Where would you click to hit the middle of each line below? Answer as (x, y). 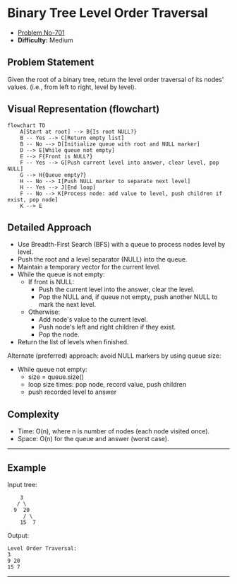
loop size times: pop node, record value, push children (107, 385)
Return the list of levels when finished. (73, 342)
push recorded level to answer (72, 392)
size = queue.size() (56, 377)
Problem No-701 (41, 33)
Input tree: (22, 485)
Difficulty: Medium (45, 40)
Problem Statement (51, 63)
